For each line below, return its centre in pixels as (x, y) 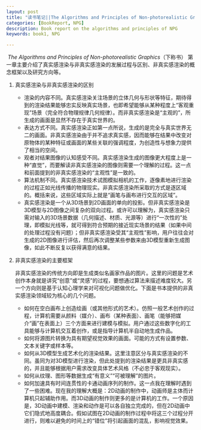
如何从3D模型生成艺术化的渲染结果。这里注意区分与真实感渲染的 (103, 353)
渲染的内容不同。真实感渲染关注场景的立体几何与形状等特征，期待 (105, 98)
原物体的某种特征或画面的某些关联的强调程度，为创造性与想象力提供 (108, 143)
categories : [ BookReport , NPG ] (45, 23)
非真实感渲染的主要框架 (44, 260)
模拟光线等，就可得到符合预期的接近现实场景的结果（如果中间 (116, 225)
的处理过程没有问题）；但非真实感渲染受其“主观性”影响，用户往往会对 (109, 233)
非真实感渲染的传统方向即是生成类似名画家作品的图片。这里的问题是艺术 (104, 273)
